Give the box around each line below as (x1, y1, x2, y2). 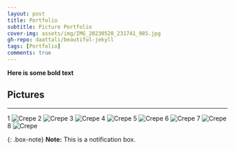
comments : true (7, 50, 52, 57)
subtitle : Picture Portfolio (7, 23, 92, 30)
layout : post (7, 10, 45, 18)
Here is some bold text (7, 68, 74, 77)
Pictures (7, 89, 45, 101)
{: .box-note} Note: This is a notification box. (7, 135, 136, 144)
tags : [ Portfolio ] (7, 43, 61, 50)
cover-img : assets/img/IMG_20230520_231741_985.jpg (7, 29, 161, 37)
